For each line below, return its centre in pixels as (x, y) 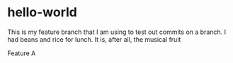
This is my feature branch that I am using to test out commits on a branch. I (117, 32)
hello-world (42, 12)
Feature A (22, 53)
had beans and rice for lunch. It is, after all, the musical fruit (94, 39)
